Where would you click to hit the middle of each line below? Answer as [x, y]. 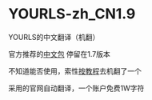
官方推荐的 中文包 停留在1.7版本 [59, 54]
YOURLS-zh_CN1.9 [72, 14]
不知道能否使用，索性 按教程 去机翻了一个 [75, 71]
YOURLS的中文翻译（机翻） [54, 37]
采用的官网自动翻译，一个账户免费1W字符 [76, 88]
